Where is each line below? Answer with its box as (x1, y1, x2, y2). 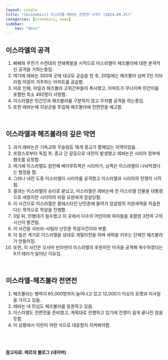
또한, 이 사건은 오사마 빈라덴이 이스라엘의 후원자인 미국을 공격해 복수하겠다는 (13, 244, 163, 250)
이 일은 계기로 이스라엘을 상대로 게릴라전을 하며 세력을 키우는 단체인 (13, 232, 146, 238)
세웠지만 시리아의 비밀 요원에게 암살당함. (22, 194, 102, 200)
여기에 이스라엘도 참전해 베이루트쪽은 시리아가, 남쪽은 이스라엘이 (13, 162, 139, 168)
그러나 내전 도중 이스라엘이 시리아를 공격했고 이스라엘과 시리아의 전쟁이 (13, 175, 152, 181)
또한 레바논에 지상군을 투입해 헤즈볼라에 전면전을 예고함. (13, 104, 123, 110)
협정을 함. (18, 169, 38, 175)
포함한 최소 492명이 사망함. (13, 91, 67, 97)
